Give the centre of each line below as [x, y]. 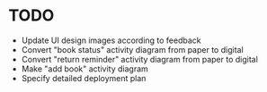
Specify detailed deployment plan [84, 78]
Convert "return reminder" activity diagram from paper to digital [139, 59]
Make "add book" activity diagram [85, 69]
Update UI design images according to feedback [111, 40]
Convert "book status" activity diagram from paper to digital [132, 49]
